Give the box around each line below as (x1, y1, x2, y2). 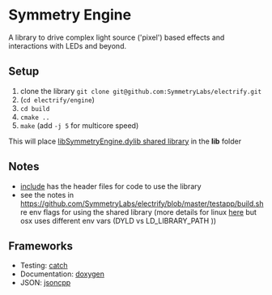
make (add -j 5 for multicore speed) (19, 120, 139, 130)
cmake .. (19, 113, 50, 122)
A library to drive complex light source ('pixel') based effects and (8, 32, 225, 42)
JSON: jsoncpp (19, 278, 71, 288)
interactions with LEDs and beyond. (8, 41, 127, 50)
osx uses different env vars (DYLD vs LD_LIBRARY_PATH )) (19, 216, 217, 225)
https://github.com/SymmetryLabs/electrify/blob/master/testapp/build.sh (19, 199, 265, 208)
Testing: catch (19, 261, 68, 271)
